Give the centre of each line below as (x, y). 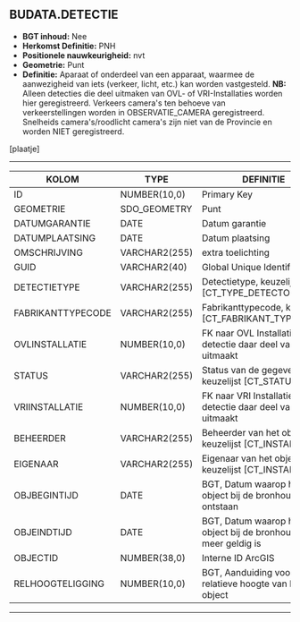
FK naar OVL (228, 333)
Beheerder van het (240, 432)
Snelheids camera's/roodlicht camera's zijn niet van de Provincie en (147, 122)
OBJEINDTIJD (43, 532)
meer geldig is (231, 543)
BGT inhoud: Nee (54, 36)
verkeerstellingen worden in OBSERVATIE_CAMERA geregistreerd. (143, 112)
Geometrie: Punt (53, 64)
